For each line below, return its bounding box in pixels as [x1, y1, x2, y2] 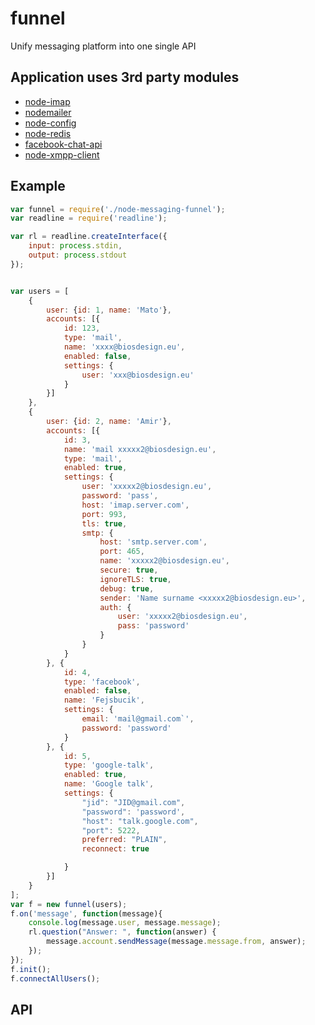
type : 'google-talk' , [63, 760, 155, 771]
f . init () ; [10, 964, 52, 974]
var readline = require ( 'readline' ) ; [10, 213, 168, 224]
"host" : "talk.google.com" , [81, 816, 199, 826]
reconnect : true [81, 844, 150, 854]
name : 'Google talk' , [63, 779, 155, 789]
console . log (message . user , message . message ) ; [28, 918, 222, 928]
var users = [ [10, 286, 70, 296]
